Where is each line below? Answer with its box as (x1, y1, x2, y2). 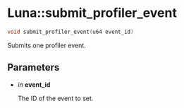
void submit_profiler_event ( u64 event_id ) (7, 28, 134, 35)
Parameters (7, 61, 60, 73)
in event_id (17, 80, 51, 89)
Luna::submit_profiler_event (7, 5, 178, 21)
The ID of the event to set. (17, 94, 94, 102)
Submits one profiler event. (7, 41, 86, 49)
